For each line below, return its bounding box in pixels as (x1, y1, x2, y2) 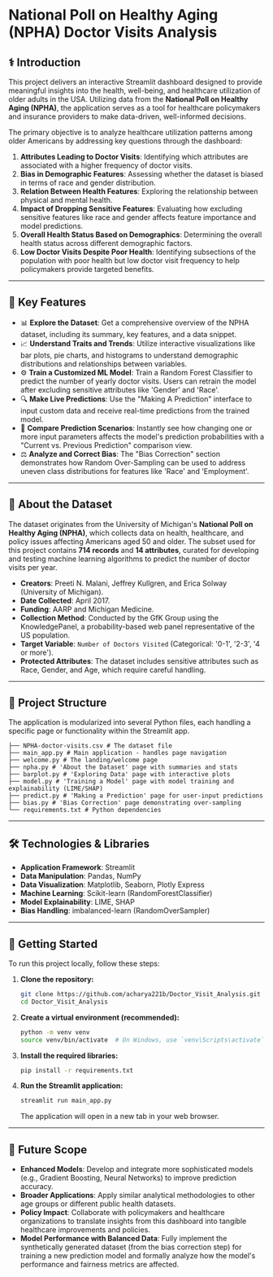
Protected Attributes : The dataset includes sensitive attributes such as (19, 656, 259, 665)
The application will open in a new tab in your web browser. (19, 1112, 219, 1121)
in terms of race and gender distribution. (19, 178, 156, 187)
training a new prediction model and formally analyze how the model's (19, 1251, 256, 1261)
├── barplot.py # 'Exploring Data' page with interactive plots (8, 770, 231, 779)
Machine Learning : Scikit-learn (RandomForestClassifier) (19, 889, 213, 898)
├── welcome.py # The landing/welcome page (8, 756, 158, 765)
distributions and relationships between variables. (19, 358, 188, 368)
